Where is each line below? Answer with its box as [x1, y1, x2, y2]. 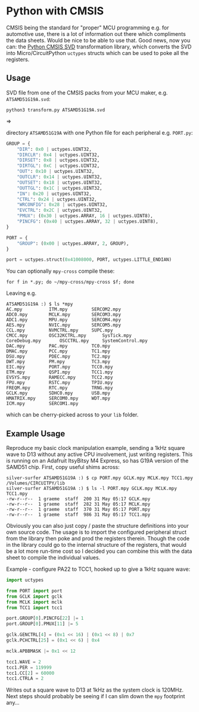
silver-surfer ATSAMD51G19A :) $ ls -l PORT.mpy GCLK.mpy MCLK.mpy [6, 486, 178, 492]
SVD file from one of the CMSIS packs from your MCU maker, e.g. [6, 89, 168, 96]
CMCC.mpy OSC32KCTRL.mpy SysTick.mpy [6, 333, 132, 339]
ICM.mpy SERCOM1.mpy [6, 401, 79, 407]
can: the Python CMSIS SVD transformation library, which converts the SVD [6, 43, 192, 50]
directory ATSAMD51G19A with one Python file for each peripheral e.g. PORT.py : [6, 129, 193, 136]
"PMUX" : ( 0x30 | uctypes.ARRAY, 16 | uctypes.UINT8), [17, 213, 153, 219]
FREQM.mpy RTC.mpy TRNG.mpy [6, 385, 113, 391]
